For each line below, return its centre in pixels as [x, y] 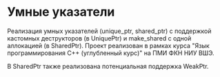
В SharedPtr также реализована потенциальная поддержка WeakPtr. [108, 66]
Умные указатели [61, 12]
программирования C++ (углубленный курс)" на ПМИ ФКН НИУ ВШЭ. [111, 53]
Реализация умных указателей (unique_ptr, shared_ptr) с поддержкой [109, 31]
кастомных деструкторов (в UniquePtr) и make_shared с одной [99, 38]
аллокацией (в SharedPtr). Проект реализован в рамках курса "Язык [108, 45]
